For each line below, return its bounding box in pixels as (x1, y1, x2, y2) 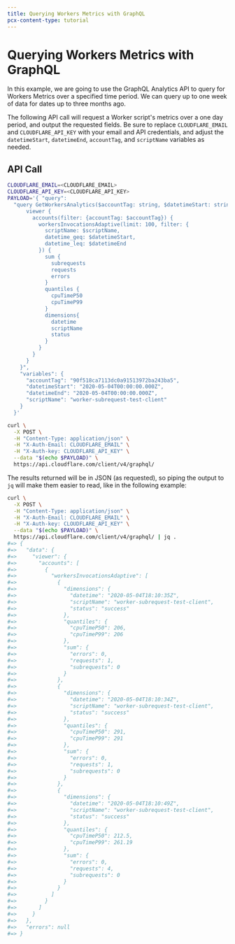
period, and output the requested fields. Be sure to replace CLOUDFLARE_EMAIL (7, 120, 228, 129)
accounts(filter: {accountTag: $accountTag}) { (32, 214, 173, 221)
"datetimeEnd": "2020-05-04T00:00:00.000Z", (25, 389, 158, 397)
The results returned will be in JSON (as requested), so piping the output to (7, 473, 225, 482)
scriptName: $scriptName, (44, 227, 120, 234)
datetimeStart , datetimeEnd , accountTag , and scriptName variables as (7, 136, 205, 144)
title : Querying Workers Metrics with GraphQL (7, 10, 145, 17)
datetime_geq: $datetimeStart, (44, 234, 136, 241)
